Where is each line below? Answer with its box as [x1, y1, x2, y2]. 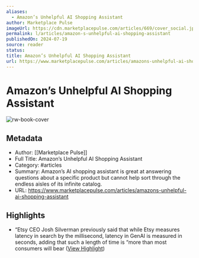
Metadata [6, 133, 43, 143]
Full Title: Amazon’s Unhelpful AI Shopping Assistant [14, 155, 143, 163]
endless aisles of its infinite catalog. [14, 180, 102, 187]
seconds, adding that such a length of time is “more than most [14, 238, 167, 246]
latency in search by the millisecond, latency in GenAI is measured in [14, 232, 182, 240]
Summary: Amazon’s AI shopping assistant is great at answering [14, 168, 172, 175]
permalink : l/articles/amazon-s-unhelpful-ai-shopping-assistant [6, 31, 171, 37]
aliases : [6, 8, 28, 15]
